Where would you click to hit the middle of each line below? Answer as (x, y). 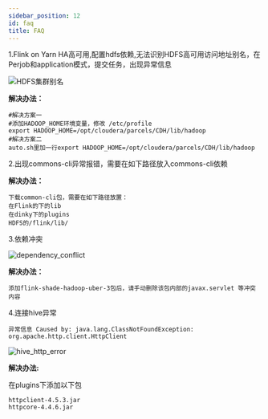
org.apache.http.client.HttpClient (68, 337)
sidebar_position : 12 (45, 16)
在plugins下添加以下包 (45, 385)
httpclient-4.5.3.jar (45, 401)
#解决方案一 (25, 116)
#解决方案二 (25, 140)
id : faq (21, 23)
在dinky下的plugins (39, 215)
